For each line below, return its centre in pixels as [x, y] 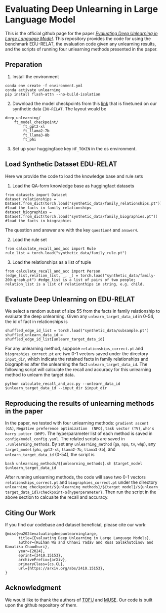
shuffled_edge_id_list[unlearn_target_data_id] [55, 339]
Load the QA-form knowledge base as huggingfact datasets [73, 186]
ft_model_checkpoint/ [36, 122]
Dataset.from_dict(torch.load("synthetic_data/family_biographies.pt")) [82, 216]
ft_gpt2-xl [34, 126]
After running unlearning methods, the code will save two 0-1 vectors [75, 477]
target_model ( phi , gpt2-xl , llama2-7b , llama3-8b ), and [61, 449]
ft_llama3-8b [36, 135]
